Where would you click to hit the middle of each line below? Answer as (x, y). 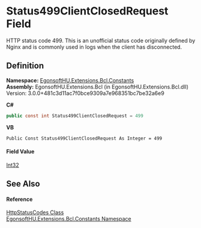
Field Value (20, 152)
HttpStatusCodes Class (35, 212)
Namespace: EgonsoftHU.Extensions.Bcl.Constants (70, 80)
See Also (23, 184)
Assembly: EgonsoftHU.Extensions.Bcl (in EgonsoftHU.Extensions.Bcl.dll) (97, 87)
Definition (25, 66)
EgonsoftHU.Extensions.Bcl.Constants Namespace (69, 219)
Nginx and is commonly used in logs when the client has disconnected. (94, 47)
